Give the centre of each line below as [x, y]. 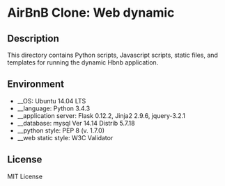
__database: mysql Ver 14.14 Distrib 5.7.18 [76, 123]
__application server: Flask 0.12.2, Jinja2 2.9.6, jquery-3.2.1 [101, 115]
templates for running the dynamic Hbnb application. [83, 62]
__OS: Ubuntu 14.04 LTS [52, 101]
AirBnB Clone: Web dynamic [91, 13]
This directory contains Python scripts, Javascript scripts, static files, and [113, 55]
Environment [36, 84]
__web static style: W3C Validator [65, 137]
